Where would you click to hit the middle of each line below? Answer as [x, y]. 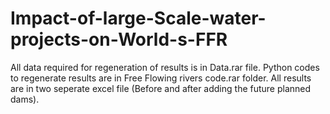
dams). [25, 99]
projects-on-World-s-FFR [119, 39]
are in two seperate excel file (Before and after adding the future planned [161, 88]
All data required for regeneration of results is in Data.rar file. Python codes [165, 67]
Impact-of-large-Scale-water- [138, 18]
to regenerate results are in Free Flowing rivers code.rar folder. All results [161, 78]
